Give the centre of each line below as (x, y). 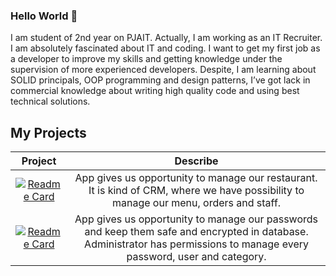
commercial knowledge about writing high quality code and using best (155, 91)
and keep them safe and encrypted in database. (196, 232)
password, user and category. (196, 257)
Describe (196, 161)
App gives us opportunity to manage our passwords (196, 219)
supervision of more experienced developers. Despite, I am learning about (163, 70)
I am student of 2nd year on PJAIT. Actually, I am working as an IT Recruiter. (166, 38)
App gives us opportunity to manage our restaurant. (196, 178)
